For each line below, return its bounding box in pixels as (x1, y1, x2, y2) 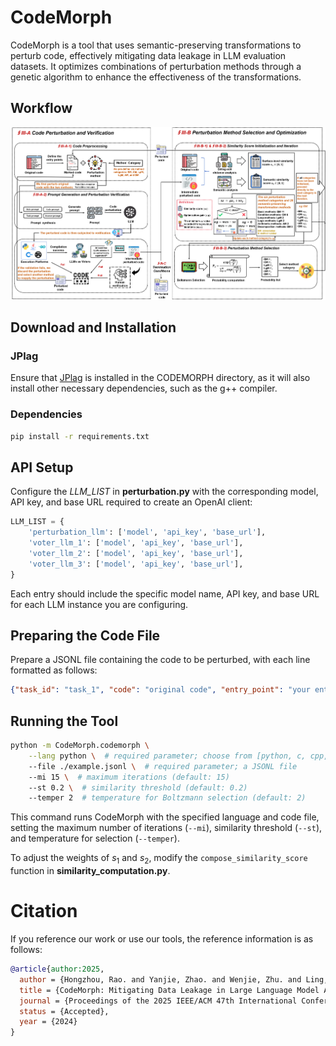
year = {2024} (19, 1017, 78, 1027)
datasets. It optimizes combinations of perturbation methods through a (10, 60, 302, 72)
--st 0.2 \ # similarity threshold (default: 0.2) (28, 782, 248, 793)
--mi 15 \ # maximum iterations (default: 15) (28, 772, 230, 782)
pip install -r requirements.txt (10, 431, 150, 441)
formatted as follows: (10, 664, 98, 676)
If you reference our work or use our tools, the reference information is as (10, 933, 314, 945)
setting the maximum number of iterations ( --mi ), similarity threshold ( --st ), (10, 822, 323, 834)
